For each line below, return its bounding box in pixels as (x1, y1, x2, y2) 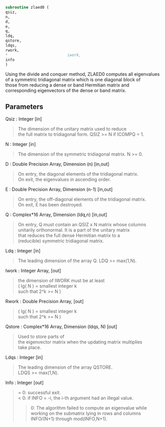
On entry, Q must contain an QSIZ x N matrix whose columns (17, 222, 147, 228)
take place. (17, 345, 42, 351)
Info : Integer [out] (5, 379, 44, 386)
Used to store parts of (17, 333, 65, 340)
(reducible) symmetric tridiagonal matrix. (17, 238, 104, 244)
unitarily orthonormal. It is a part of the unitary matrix (17, 227, 130, 233)
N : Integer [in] (5, 141, 36, 147)
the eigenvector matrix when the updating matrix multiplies (17, 339, 142, 345)
